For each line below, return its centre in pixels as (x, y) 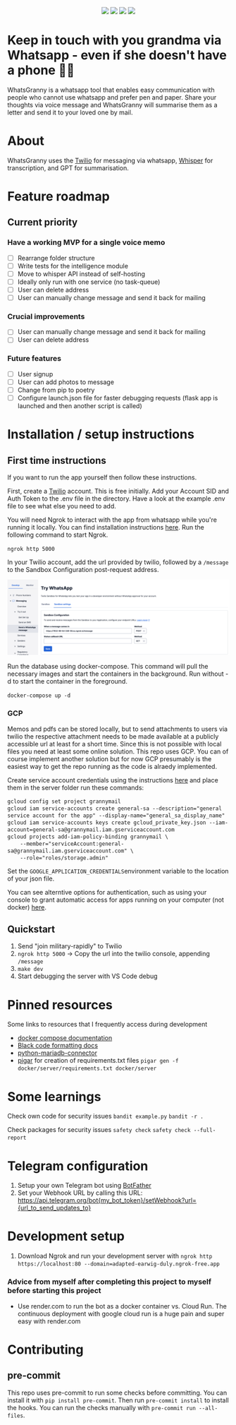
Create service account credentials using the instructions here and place (113, 780)
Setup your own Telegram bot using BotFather (84, 1186)
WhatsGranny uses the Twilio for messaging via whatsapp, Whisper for (110, 160)
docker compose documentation (65, 1038)
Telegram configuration (78, 1166)
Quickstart (31, 930)
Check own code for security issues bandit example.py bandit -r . (106, 1116)
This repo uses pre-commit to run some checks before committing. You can (117, 1393)
